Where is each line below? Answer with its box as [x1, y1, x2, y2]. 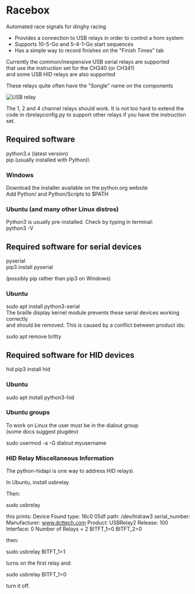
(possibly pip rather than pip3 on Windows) [6, 275, 111, 282]
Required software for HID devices [6, 350, 135, 360]
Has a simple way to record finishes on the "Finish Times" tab [14, 46, 164, 53]
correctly [6, 316, 28, 323]
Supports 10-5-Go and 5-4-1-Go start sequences [14, 41, 134, 48]
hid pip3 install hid [6, 365, 51, 373]
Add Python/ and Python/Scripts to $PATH [6, 190, 109, 197]
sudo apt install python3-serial [6, 303, 80, 310]
